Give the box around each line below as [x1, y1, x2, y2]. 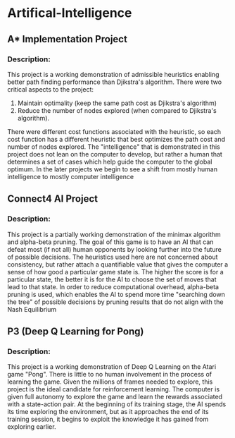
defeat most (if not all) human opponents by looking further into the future [7, 245, 222, 253]
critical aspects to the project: [7, 85, 94, 93]
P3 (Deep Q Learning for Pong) [7, 325, 144, 337]
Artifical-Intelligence [7, 5, 132, 21]
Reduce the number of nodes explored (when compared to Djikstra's [17, 106, 217, 114]
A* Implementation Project [7, 33, 128, 45]
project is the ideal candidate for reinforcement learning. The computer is [7, 385, 220, 394]
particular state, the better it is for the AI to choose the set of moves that [7, 275, 217, 284]
